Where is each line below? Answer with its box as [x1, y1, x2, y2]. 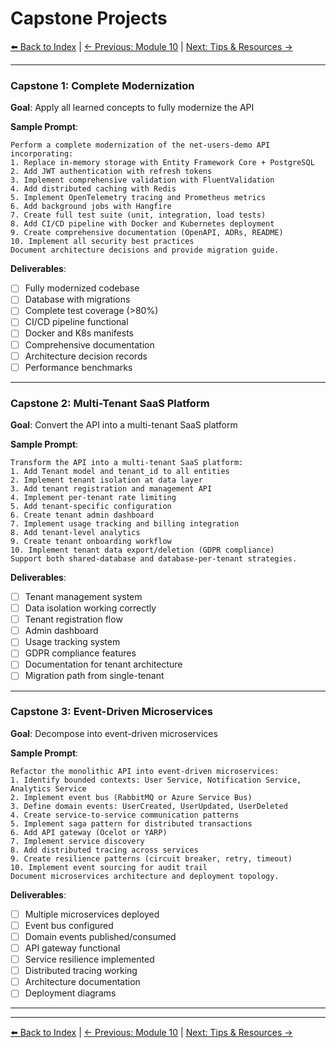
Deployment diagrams [24, 987, 117, 999]
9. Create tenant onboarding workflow [10, 537, 172, 547]
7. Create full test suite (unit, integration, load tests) [10, 210, 267, 221]
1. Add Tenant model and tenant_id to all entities [10, 467, 230, 477]
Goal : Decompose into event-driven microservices [10, 727, 218, 739]
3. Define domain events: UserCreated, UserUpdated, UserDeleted [10, 801, 288, 811]
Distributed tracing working [24, 965, 138, 977]
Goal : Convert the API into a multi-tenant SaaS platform [10, 419, 238, 431]
